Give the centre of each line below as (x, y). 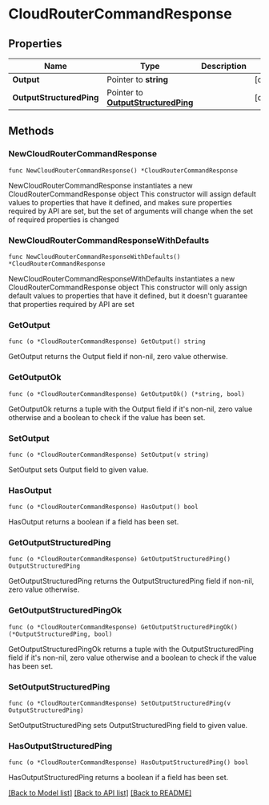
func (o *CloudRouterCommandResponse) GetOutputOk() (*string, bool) (127, 394)
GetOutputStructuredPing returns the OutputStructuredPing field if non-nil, (131, 581)
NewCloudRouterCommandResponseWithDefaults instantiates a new (122, 278)
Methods (31, 131)
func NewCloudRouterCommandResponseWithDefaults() (94, 257)
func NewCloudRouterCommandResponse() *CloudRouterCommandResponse (123, 170)
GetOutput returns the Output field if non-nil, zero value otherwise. (118, 357)
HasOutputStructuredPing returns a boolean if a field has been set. (118, 778)
